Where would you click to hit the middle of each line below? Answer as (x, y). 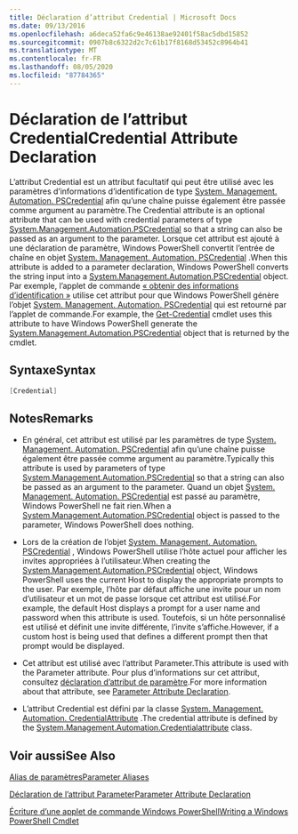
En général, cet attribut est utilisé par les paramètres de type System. (149, 440)
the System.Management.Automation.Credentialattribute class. (137, 728)
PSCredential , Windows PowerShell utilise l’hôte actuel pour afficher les (154, 551)
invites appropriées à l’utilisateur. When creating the (116, 561)
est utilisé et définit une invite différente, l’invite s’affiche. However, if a (150, 627)
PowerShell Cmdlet (44, 821)
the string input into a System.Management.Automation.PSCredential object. (149, 276)
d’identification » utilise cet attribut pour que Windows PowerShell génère (144, 295)
